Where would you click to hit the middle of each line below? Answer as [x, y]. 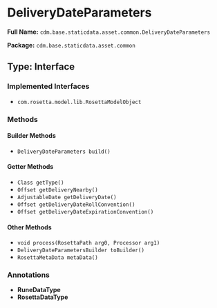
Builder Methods [32, 136]
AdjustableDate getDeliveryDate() [67, 197]
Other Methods [29, 227]
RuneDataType [39, 290]
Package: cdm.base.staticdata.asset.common [72, 45]
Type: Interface [41, 67]
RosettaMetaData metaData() [57, 258]
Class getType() [40, 183]
